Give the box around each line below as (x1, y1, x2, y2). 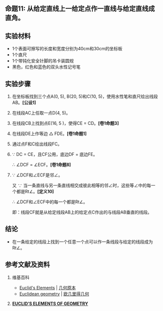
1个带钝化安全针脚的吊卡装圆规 (12, 58, 74, 64)
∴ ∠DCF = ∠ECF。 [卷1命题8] (12, 162, 72, 168)
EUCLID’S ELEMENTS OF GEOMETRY (12, 300, 89, 306)
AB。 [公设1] (12, 99, 36, 106)
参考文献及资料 (5, 260, 50, 269)
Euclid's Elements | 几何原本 (19, 285, 76, 291)
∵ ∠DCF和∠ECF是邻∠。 (12, 172, 63, 178)
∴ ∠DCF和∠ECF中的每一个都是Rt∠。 (12, 199, 88, 205)
